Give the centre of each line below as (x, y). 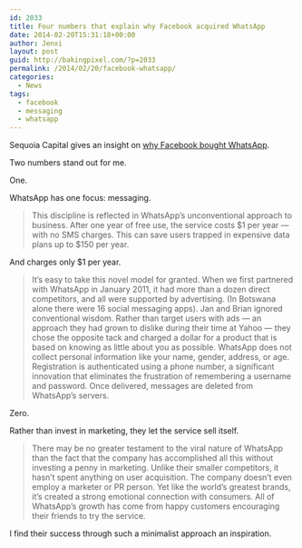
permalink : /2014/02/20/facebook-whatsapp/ (93, 69)
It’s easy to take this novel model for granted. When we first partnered (162, 280)
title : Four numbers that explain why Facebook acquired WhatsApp (137, 26)
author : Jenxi (36, 43)
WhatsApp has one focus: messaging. (80, 198)
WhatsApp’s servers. (70, 395)
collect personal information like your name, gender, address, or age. (161, 357)
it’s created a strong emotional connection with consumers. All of (153, 497)
